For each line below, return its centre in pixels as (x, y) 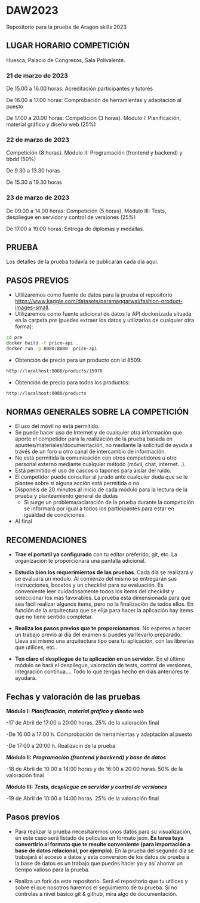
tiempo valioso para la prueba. (52, 870)
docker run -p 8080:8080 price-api (52, 349)
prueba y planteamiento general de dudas (66, 496)
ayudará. (26, 678)
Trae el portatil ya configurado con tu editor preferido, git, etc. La (96, 554)
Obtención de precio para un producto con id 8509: (78, 360)
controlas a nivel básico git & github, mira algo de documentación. (96, 893)
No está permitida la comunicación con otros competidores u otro (96, 458)
